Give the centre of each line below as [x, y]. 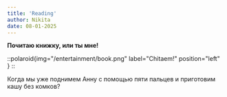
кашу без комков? [34, 87]
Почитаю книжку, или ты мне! [53, 46]
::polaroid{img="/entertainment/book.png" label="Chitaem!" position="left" [113, 59]
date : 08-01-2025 [32, 26]
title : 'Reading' [32, 13]
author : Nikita [29, 20]
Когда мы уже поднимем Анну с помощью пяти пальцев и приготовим [111, 79]
